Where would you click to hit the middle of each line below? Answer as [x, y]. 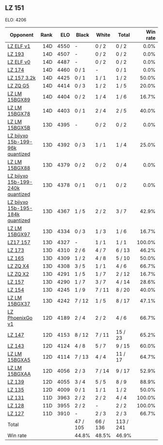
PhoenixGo [20, 318]
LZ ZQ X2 [18, 274]
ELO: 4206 [16, 19]
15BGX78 [19, 114]
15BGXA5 [19, 360]
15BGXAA [19, 374]
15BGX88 [19, 168]
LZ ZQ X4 [18, 266]
